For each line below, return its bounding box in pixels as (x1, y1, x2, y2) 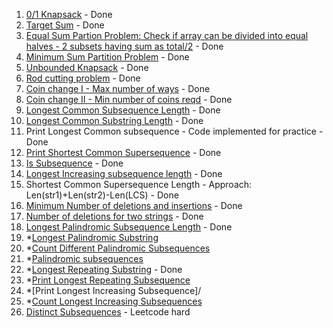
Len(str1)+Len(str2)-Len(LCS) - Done (25, 189, 179, 201)
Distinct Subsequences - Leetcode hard (25, 306, 191, 318)
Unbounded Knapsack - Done (25, 62, 149, 73)
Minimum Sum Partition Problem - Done (25, 51, 190, 63)
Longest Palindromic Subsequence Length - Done (25, 221, 233, 233)
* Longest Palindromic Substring (25, 232, 159, 243)
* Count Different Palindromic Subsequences (25, 242, 211, 254)
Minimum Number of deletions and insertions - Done (25, 200, 243, 211)
